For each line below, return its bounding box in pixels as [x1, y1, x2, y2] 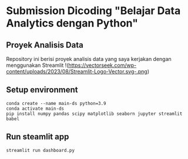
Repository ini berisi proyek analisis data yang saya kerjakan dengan [6, 56, 172, 62]
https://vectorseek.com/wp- [68, 62, 137, 69]
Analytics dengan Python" [6, 16, 138, 30]
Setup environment [6, 85, 78, 95]
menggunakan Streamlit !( [6, 62, 69, 69]
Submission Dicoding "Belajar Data [6, 4, 181, 18]
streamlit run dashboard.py [6, 147, 75, 153]
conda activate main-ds [6, 106, 65, 111]
